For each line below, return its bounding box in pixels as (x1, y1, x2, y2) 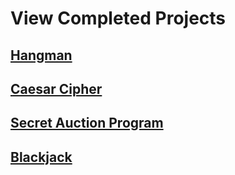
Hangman (10, 47, 73, 64)
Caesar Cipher (10, 80, 103, 97)
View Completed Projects (10, 7, 227, 30)
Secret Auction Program (10, 115, 164, 132)
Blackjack (10, 148, 73, 166)
